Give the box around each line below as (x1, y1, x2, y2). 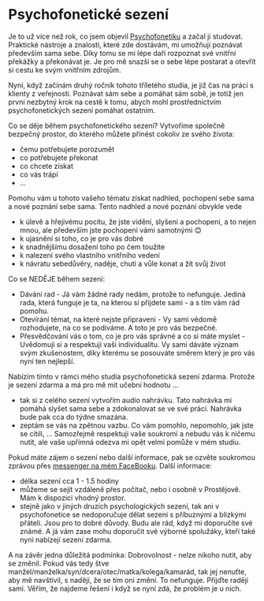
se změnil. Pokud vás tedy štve (8, 558, 110, 568)
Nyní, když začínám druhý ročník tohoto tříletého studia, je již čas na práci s (8, 80, 254, 90)
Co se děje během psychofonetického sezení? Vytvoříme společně (8, 121, 225, 130)
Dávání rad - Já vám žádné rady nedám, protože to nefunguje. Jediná (19, 289, 246, 299)
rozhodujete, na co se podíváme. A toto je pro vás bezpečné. (19, 323, 218, 332)
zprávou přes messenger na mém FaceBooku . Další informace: (8, 461, 213, 470)
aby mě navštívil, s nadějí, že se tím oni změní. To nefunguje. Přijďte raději (8, 575, 249, 584)
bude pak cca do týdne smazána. (19, 412, 128, 421)
